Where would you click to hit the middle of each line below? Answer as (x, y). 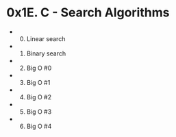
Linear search (46, 38)
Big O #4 (39, 126)
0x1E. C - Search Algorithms (88, 13)
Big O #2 (39, 97)
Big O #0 (39, 68)
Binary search (46, 53)
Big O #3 (39, 112)
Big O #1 (38, 82)
